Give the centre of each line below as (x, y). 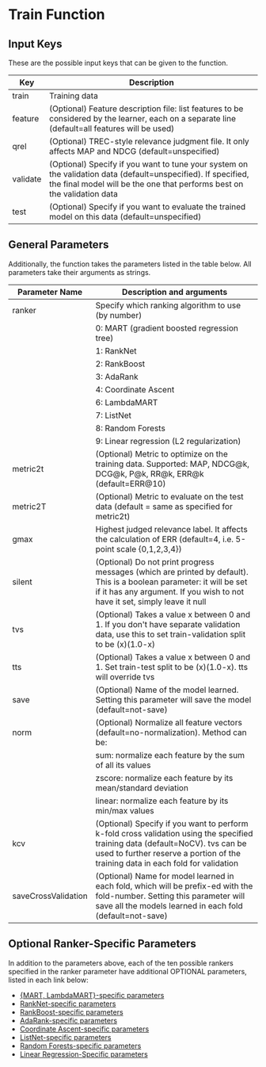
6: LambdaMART (127, 402)
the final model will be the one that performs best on (146, 184)
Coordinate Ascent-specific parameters (84, 1029)
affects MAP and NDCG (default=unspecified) (134, 151)
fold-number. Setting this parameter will (170, 896)
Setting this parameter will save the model (173, 699)
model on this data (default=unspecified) (125, 217)
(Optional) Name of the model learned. (167, 690)
